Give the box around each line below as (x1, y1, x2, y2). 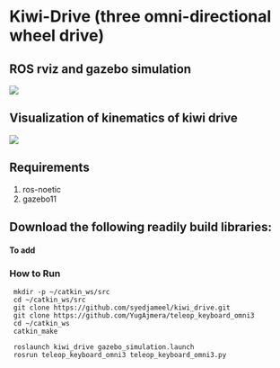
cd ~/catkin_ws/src (13, 295, 87, 304)
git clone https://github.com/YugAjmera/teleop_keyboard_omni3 (13, 310, 255, 320)
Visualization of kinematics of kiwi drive (9, 111, 238, 126)
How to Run (9, 267, 61, 280)
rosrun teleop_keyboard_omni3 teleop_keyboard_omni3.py (13, 350, 227, 359)
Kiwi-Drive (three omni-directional (9, 6, 272, 27)
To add (9, 245, 36, 256)
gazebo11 (22, 193, 57, 204)
